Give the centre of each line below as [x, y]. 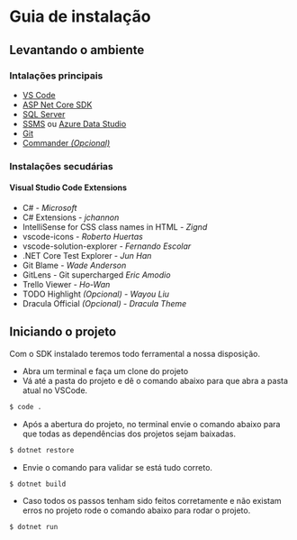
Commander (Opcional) [66, 142]
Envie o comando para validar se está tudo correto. [117, 467]
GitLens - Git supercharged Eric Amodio [96, 275]
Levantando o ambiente [77, 50]
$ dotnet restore [42, 450]
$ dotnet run [34, 527]
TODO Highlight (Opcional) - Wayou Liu [95, 294]
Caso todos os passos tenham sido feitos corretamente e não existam [152, 501]
